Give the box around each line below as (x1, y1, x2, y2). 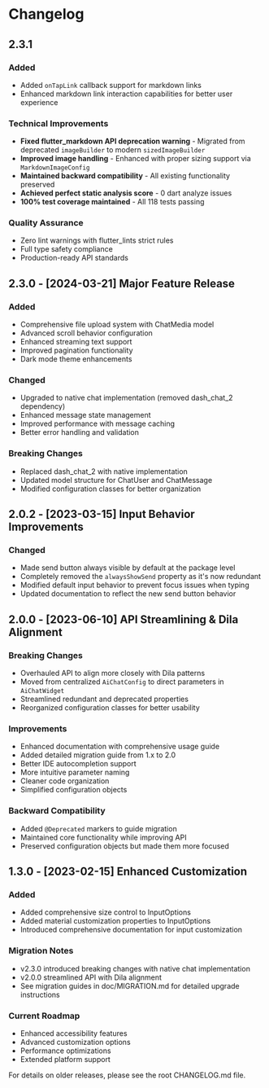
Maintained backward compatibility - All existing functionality (20, 171, 230, 181)
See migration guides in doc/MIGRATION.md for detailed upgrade (20, 981, 240, 990)
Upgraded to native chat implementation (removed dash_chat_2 (20, 393, 233, 403)
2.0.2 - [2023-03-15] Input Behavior (8, 507, 195, 521)
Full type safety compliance (20, 244, 114, 254)
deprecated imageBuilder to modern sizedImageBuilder (20, 145, 206, 155)
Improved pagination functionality (20, 345, 133, 355)
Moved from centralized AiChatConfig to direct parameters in (20, 677, 225, 687)
